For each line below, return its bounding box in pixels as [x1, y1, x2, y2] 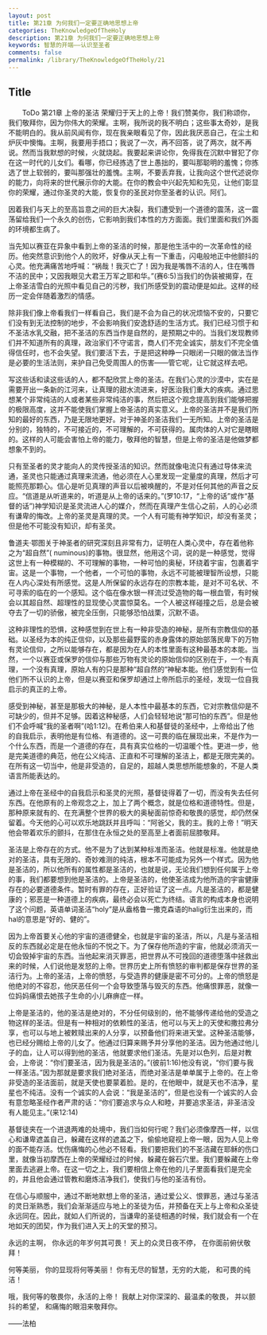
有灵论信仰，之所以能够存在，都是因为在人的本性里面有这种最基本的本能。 [8, 644, 252, 654]
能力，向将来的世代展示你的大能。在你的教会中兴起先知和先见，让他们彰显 [14, 177, 259, 187]
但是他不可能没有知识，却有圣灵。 [8, 521, 120, 530]
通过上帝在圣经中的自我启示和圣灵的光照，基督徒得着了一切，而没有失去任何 [8, 788, 259, 797]
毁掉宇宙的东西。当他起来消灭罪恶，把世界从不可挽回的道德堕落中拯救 [21, 951, 252, 961]
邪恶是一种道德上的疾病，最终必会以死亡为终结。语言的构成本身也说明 [29, 894, 259, 904]
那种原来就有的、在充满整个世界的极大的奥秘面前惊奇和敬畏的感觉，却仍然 [8, 808, 252, 817]
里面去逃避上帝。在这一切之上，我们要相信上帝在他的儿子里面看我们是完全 [8, 1164, 252, 1173]
